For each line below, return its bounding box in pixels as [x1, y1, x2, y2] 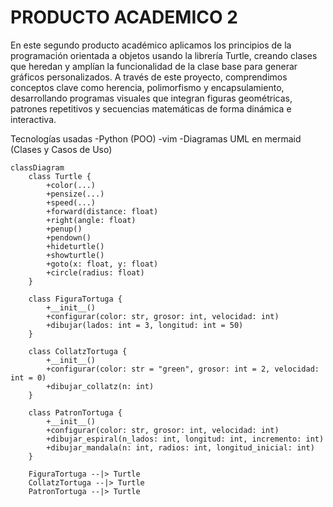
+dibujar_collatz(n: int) [46, 381, 155, 391]
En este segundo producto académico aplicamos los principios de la [10, 39, 292, 51]
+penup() [46, 224, 83, 234]
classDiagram [10, 162, 65, 173]
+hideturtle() [46, 241, 105, 251]
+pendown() [46, 232, 92, 243]
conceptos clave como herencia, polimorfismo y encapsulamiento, [10, 81, 285, 93]
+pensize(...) [46, 189, 105, 199]
